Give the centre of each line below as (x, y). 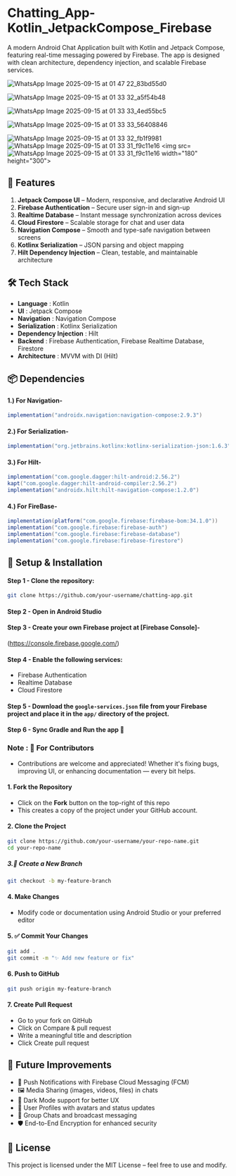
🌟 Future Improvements (60, 1065)
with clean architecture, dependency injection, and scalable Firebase (107, 62)
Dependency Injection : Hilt (58, 333)
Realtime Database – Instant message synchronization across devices (119, 215)
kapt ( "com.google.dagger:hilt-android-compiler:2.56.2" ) (92, 484)
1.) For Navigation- (35, 400)
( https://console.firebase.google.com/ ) (63, 643)
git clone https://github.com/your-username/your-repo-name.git (103, 841)
